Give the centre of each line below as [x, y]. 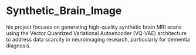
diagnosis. [18, 46]
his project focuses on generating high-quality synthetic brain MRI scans [94, 27]
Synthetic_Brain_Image [64, 11]
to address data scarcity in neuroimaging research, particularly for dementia [98, 39]
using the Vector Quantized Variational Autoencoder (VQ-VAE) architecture [96, 33]
